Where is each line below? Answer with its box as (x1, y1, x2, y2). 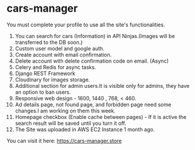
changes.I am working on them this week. (15, 107, 116, 114)
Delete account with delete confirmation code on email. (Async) (15, 57, 169, 64)
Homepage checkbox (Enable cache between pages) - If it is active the (15, 113, 187, 120)
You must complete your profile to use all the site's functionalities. (6, 21, 165, 28)
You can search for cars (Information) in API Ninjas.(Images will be (15, 32, 175, 39)
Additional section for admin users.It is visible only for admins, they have (15, 82, 190, 89)
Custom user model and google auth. (15, 45, 105, 52)
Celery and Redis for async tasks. (15, 63, 96, 70)
